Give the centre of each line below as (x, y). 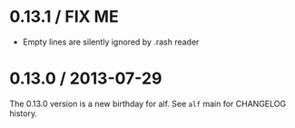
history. (24, 113)
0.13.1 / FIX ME (64, 17)
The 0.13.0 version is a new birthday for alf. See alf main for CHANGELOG (148, 103)
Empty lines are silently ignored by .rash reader (111, 42)
